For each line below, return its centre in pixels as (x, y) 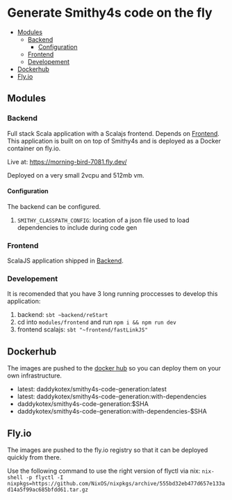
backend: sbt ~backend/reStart (63, 315)
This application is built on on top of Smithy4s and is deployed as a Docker (114, 141)
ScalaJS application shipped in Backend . (65, 261)
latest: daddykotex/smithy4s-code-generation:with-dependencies (112, 397)
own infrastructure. (35, 376)
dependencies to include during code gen (77, 227)
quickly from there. (34, 458)
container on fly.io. (34, 148)
